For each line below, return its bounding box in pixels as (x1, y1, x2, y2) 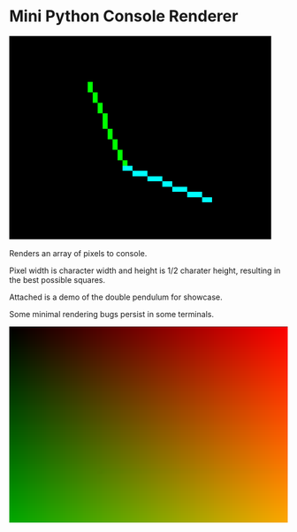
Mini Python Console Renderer (9, 6, 239, 27)
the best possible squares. (9, 274, 106, 285)
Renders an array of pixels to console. (9, 247, 148, 258)
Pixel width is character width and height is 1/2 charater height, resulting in (9, 265, 281, 276)
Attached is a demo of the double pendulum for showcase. (9, 292, 223, 302)
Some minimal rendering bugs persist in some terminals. (9, 308, 215, 319)
